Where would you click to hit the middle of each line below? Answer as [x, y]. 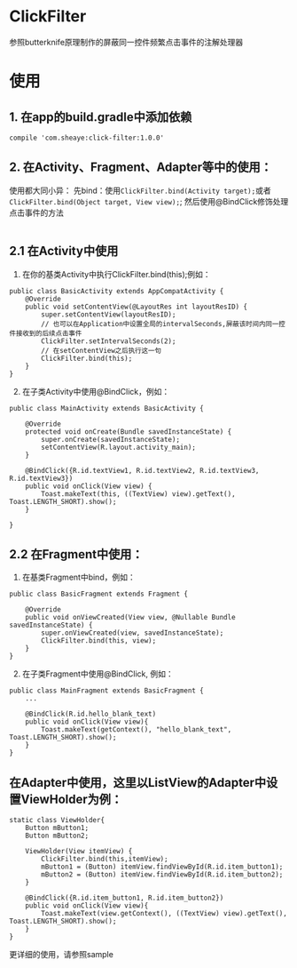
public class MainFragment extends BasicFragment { [106, 691]
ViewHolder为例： [72, 799]
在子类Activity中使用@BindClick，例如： [96, 391]
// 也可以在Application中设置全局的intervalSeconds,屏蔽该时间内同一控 [163, 324]
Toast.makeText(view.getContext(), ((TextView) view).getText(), [164, 914]
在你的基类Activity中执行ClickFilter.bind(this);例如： [116, 274]
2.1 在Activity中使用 [64, 251]
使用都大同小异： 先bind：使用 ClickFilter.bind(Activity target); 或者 [141, 190]
